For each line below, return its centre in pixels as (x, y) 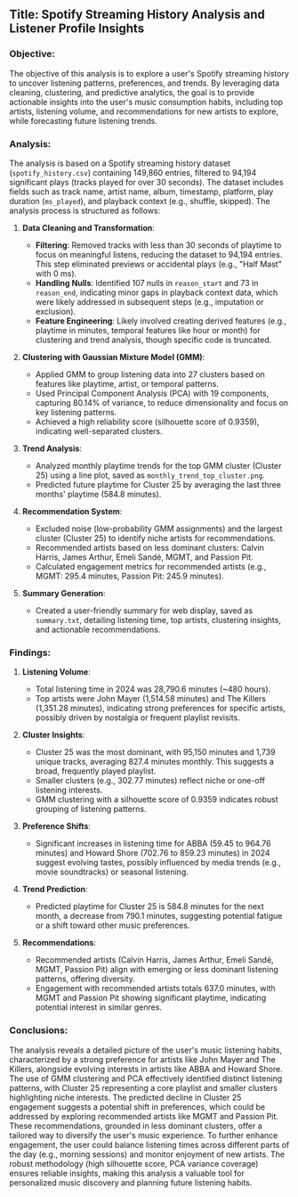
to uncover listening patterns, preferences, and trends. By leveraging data (145, 83)
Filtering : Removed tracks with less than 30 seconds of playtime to (158, 245)
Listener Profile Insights (77, 29)
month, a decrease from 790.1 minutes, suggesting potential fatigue (159, 916)
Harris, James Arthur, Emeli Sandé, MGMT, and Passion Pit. (144, 557)
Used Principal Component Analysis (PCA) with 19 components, (152, 393)
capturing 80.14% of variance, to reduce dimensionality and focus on (162, 402)
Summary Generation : (64, 593)
